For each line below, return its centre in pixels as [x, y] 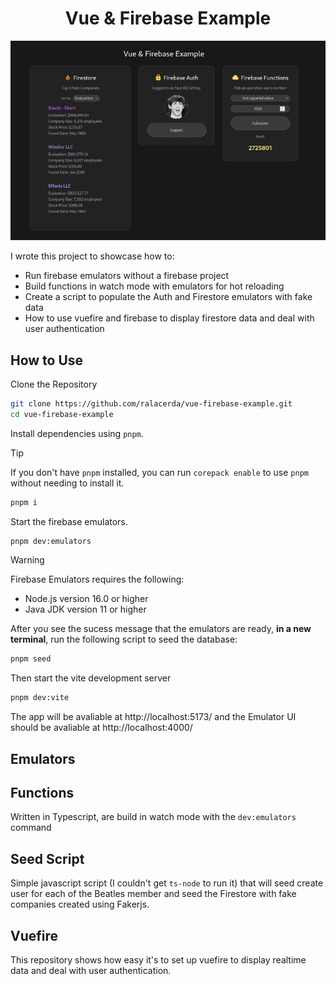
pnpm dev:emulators [51, 541]
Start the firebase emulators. [69, 521]
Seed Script [47, 858]
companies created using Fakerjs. [80, 904]
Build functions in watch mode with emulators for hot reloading [154, 286]
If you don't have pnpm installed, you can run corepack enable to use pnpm [159, 472]
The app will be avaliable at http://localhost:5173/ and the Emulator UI [153, 717]
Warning [27, 560]
